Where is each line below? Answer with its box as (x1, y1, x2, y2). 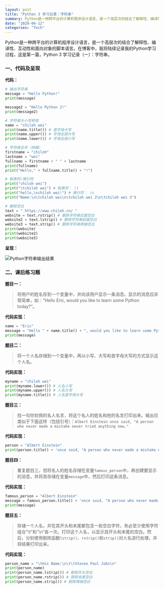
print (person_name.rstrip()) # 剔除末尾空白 (5, 575, 93, 580)
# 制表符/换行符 (5, 177, 34, 181)
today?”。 (17, 304, 38, 310)
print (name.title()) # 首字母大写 (5, 127, 72, 132)
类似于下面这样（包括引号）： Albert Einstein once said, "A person (17, 419, 154, 425)
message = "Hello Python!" (5, 91, 60, 96)
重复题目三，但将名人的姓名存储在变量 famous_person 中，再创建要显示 (17, 467, 157, 473)
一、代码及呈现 (5, 65, 41, 72)
